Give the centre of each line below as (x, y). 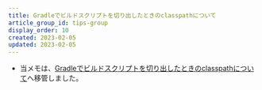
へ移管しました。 (55, 78)
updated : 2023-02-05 (42, 45)
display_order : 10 (39, 30)
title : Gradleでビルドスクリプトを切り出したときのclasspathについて (112, 15)
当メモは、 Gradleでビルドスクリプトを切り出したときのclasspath (126, 69)
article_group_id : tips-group (58, 23)
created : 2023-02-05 (42, 37)
